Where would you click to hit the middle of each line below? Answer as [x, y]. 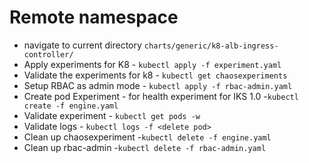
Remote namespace [94, 17]
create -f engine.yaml [71, 106]
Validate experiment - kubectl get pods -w [112, 115]
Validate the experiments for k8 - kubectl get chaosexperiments [155, 75]
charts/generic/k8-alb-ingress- [211, 46]
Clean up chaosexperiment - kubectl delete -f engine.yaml [147, 137]
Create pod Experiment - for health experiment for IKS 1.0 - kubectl [161, 96]
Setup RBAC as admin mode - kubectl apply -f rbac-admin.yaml [158, 85]
